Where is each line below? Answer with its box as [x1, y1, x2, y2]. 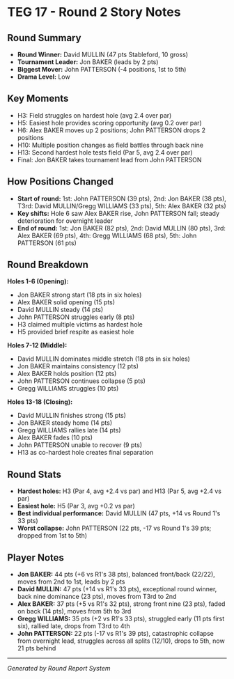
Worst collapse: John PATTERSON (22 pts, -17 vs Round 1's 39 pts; [17, 524, 212, 533]
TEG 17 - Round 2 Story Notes [7, 4, 181, 20]
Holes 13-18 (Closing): [7, 398, 73, 406]
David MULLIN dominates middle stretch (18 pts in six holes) [17, 354, 190, 363]
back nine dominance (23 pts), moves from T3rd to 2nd [17, 593, 177, 601]
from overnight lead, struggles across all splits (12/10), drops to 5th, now [17, 637, 225, 645]
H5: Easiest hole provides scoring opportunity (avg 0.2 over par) [17, 118, 202, 127]
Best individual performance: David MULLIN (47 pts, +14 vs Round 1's [17, 509, 221, 517]
